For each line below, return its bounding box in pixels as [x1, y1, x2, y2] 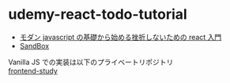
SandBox [19, 41, 50, 50]
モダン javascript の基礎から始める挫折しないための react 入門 [19, 32, 222, 41]
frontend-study [8, 66, 58, 75]
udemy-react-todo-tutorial [8, 5, 187, 23]
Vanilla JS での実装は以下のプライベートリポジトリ [8, 57, 174, 67]
